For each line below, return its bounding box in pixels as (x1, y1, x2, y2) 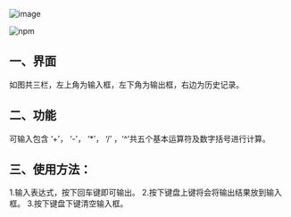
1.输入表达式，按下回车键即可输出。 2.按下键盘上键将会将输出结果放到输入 (9, 188, 283, 198)
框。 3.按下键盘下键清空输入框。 (9, 198, 129, 209)
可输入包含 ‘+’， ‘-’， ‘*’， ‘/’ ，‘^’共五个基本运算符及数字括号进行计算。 (9, 133, 270, 144)
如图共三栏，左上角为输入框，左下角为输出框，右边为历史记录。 (9, 79, 244, 89)
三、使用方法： (9, 162, 92, 178)
